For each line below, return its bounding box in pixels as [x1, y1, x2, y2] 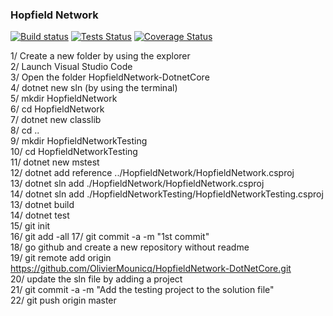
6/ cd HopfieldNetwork [10, 103, 105, 115]
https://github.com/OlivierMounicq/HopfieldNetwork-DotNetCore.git [10, 263, 292, 275]
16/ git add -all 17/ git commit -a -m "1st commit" [10, 231, 210, 243]
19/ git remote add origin [10, 252, 112, 264]
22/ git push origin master [10, 294, 117, 307]
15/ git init [10, 220, 51, 232]
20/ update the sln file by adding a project [10, 273, 183, 285]
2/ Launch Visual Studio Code [10, 61, 133, 73]
